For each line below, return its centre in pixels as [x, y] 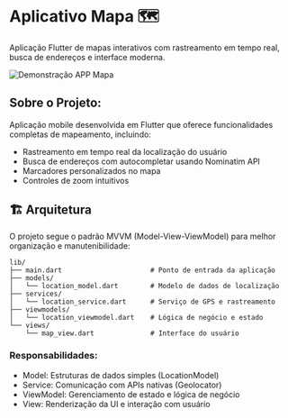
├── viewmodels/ [40, 309]
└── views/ [30, 325]
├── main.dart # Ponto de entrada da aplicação [143, 270]
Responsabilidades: [54, 356]
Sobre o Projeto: [55, 103]
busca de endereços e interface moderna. [87, 57]
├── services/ [36, 294]
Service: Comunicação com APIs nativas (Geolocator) [122, 385]
